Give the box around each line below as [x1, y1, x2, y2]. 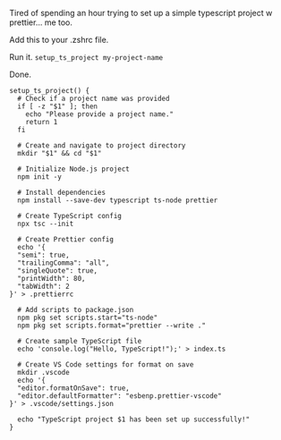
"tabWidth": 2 [17, 282, 70, 291]
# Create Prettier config [17, 235, 115, 244]
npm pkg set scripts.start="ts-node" [17, 313, 158, 322]
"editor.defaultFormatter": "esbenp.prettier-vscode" [17, 392, 222, 401]
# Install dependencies [17, 188, 106, 197]
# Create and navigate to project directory [17, 141, 186, 150]
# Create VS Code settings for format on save [17, 360, 194, 369]
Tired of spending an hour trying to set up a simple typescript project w [9, 8, 273, 18]
